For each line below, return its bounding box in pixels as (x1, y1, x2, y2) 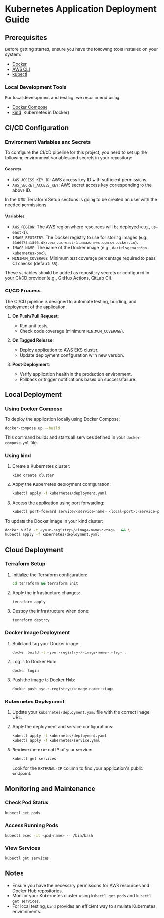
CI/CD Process (5, 288, 41, 294)
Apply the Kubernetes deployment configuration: (12, 482, 111, 487)
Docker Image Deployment (5, 629, 70, 636)
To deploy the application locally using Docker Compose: (5, 416, 120, 422)
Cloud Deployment (5, 546, 64, 554)
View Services (5, 845, 41, 851)
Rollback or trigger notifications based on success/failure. (19, 376, 137, 382)
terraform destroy (12, 618, 50, 623)
